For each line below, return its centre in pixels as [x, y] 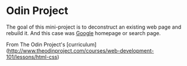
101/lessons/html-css [32, 57]
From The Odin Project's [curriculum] [51, 44]
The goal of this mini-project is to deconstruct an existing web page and [94, 27]
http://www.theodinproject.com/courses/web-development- [81, 50]
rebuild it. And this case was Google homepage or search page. [83, 33]
